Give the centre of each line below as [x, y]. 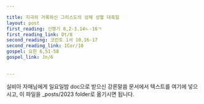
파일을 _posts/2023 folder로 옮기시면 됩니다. [80, 94]
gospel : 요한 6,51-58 [33, 52]
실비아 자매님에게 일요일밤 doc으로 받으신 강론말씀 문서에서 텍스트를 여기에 [96, 86]
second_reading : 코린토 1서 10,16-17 [52, 40]
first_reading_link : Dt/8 [39, 34]
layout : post [23, 23]
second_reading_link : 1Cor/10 [45, 46]
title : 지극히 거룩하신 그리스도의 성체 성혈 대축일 [63, 17]
